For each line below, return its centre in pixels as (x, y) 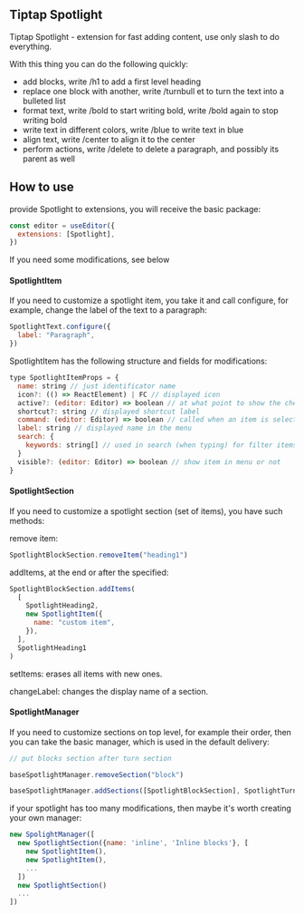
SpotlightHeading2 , (62, 606)
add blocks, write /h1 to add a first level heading (112, 82)
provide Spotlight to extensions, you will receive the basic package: (135, 209)
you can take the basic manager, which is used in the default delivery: (139, 742)
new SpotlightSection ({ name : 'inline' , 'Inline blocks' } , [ (133, 843)
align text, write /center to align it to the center (109, 139)
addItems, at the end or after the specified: (89, 572)
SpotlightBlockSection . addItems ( (72, 588)
